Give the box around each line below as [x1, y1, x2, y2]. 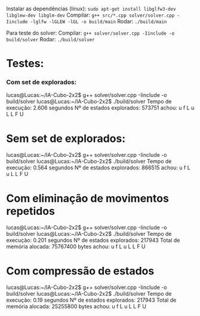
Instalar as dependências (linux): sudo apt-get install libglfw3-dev [6, 5, 176, 12]
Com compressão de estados [6, 264, 155, 278]
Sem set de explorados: [6, 132, 126, 145]
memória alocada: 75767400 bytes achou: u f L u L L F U [6, 243, 146, 250]
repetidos [6, 204, 56, 218]
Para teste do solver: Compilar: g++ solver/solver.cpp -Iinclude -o [6, 29, 175, 37]
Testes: [6, 57, 44, 71]
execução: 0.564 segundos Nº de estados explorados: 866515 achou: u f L [6, 164, 191, 171]
